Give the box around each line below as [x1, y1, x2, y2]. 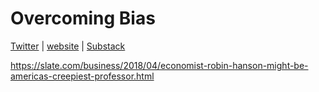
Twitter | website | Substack [10, 40, 126, 52]
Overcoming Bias [10, 7, 156, 30]
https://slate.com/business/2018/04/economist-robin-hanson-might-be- [10, 59, 309, 71]
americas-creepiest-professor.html [10, 70, 155, 82]
